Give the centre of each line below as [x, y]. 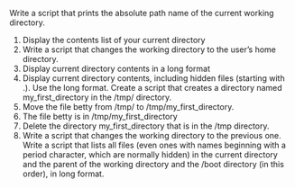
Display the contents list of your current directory [114, 40]
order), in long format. [63, 174]
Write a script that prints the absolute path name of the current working [142, 13]
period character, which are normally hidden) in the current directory [150, 155]
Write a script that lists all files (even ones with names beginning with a [154, 145]
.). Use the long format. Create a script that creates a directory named [152, 88]
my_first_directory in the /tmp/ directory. [97, 97]
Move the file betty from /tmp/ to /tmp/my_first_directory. [128, 107]
